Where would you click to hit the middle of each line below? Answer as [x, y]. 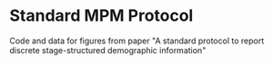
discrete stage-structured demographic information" [108, 50]
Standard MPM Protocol [101, 16]
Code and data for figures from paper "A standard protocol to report [137, 41]
